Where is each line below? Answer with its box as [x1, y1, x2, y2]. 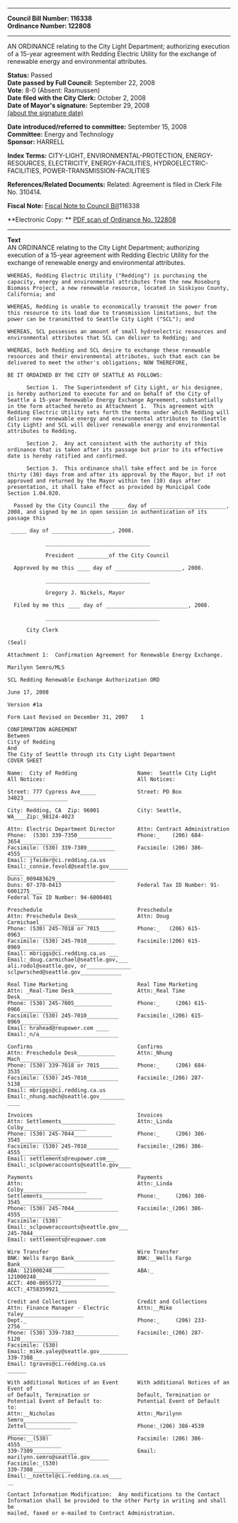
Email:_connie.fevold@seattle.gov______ [7, 863, 129, 870]
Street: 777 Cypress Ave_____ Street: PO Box [7, 788, 182, 795]
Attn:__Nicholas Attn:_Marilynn [7, 1410, 182, 1417]
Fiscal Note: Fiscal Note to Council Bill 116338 [7, 202, 140, 210]
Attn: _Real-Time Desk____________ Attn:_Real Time [7, 987, 186, 994]
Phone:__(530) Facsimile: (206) [7, 1435, 189, 1442]
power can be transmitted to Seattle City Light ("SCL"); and [7, 316, 195, 323]
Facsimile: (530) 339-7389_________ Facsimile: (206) [7, 844, 189, 851]
